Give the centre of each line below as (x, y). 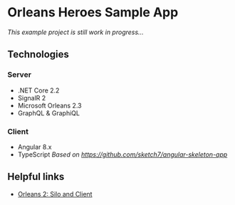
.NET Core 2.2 (38, 90)
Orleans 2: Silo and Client (55, 194)
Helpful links (36, 177)
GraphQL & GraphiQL (49, 113)
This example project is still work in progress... (75, 32)
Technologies (38, 54)
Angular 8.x (35, 147)
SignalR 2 (32, 98)
